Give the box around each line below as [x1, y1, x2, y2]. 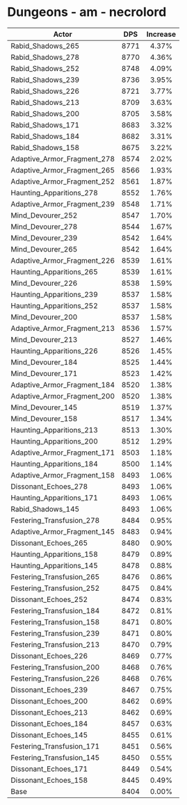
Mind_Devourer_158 [10, 414, 78, 423]
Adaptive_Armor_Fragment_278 [10, 154, 115, 163]
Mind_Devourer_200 [10, 312, 78, 322]
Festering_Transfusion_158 [10, 617, 100, 626]
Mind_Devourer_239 [10, 233, 78, 243]
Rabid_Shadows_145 [10, 504, 80, 514]
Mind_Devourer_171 [10, 368, 78, 378]
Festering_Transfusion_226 [10, 674, 100, 683]
